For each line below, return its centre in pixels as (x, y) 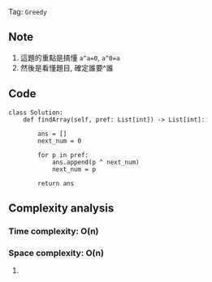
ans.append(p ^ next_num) (95, 162)
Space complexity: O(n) (56, 253)
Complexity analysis (61, 209)
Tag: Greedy (28, 12)
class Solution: (36, 113)
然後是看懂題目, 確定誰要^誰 (67, 67)
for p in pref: (63, 155)
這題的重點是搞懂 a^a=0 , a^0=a (70, 58)
